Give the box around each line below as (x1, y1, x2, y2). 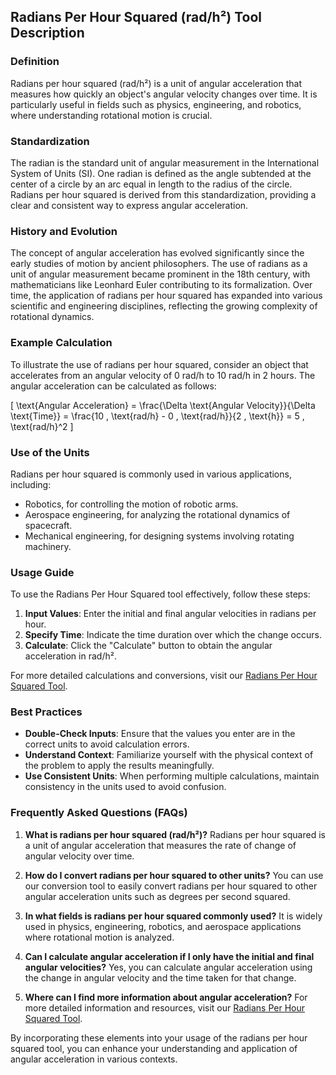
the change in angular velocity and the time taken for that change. (24, 971, 297, 984)
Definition (10, 55, 60, 69)
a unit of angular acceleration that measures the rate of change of (24, 839, 297, 851)
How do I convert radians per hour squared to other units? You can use (24, 869, 324, 881)
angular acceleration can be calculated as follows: (10, 380, 217, 392)
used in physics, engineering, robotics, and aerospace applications (24, 920, 302, 932)
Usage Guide (10, 565, 75, 579)
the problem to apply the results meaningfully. (24, 760, 215, 772)
